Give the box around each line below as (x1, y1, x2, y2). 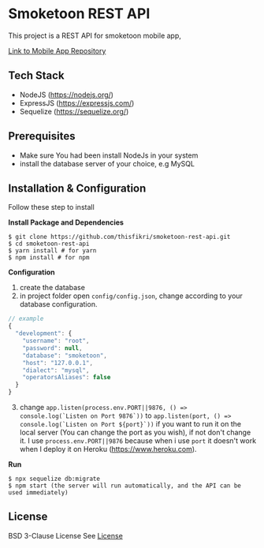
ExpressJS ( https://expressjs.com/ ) (19, 98, 135, 107)
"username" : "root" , (22, 337, 90, 345)
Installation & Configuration (8, 181, 147, 195)
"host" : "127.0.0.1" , (22, 359, 93, 367)
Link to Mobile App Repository (8, 46, 106, 55)
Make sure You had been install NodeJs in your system (19, 151, 199, 160)
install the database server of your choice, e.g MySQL (19, 158, 195, 168)
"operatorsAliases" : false (22, 374, 111, 382)
